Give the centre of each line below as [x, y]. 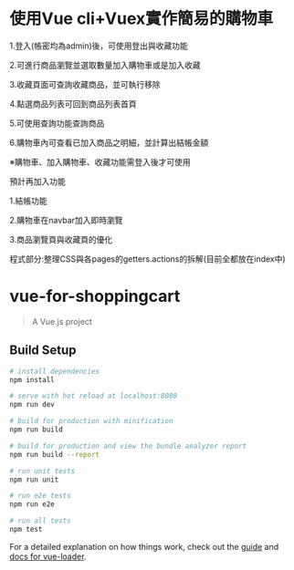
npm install [32, 379]
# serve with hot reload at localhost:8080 [94, 396]
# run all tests [40, 521]
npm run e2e [32, 504]
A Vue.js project [62, 321]
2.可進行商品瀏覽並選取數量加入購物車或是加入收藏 [105, 65]
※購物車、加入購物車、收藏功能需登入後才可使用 [100, 161]
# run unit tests [42, 471]
